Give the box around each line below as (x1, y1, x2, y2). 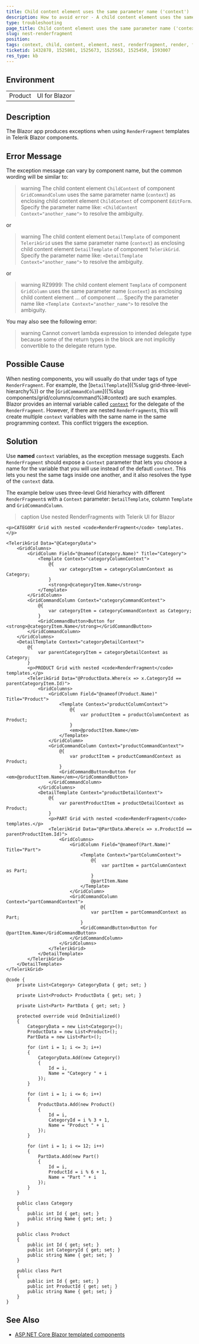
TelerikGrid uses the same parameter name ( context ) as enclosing (20, 239, 185, 246)
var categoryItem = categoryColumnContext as (59, 566, 174, 572)
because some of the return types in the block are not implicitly (20, 336, 176, 343)
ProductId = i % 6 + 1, (48, 1169, 108, 1175)
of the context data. (6, 477, 54, 485)
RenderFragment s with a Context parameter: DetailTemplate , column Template (6, 495, 193, 502)
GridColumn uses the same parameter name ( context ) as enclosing (20, 287, 182, 295)
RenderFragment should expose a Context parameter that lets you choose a (6, 458, 187, 466)
